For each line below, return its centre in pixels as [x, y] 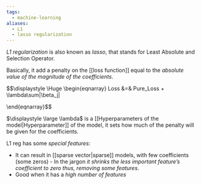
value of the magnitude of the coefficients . [60, 77]
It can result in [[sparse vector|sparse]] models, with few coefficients [102, 155]
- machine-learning [37, 18]
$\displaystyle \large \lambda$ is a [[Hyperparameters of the [83, 119]
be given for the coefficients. [43, 132]
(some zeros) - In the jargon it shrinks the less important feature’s [97, 161]
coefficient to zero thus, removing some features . [77, 168]
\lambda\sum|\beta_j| [33, 95]
